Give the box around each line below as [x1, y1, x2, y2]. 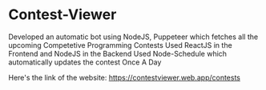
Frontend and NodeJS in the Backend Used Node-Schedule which [8, 49, 227, 58]
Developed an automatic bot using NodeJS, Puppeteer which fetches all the [8, 32, 259, 41]
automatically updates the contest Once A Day [8, 57, 162, 67]
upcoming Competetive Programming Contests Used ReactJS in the [8, 40, 232, 49]
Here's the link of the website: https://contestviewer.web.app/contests [8, 72, 240, 82]
